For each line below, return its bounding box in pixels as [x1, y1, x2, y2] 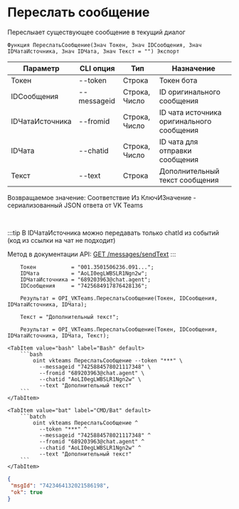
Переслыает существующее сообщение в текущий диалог [7, 28, 186, 36]
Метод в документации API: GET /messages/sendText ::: [7, 250, 176, 258]
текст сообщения [159, 175, 219, 185]
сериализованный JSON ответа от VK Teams [7, 201, 144, 209]
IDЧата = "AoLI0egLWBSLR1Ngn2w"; [20, 270, 148, 277]
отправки [159, 145, 192, 155]
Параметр [23, 63, 60, 73]
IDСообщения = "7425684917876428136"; [20, 282, 148, 289]
